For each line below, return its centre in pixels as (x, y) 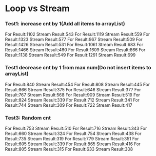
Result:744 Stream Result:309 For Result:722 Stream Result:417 (69, 105)
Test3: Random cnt (28, 117)
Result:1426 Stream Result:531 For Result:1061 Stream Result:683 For (74, 45)
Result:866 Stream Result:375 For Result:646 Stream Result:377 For (73, 89)
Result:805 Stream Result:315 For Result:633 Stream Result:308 (69, 149)
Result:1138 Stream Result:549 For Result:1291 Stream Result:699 (70, 55)
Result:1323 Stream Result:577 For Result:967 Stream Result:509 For (74, 39)
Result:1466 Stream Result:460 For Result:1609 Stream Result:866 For (75, 50)
